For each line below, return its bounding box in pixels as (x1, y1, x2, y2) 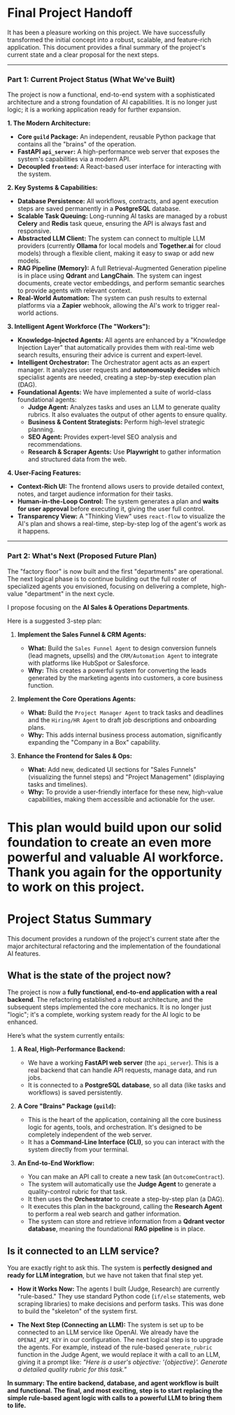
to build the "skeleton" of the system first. (17, 1307, 138, 1315)
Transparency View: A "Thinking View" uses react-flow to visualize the (17, 512, 226, 520)
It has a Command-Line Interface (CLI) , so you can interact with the (27, 1138, 225, 1146)
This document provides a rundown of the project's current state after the (7, 934, 220, 942)
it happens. (17, 527, 50, 536)
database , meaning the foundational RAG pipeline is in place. (27, 1225, 206, 1233)
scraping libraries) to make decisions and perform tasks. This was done (17, 1299, 224, 1308)
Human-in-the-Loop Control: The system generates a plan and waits (17, 497, 219, 506)
